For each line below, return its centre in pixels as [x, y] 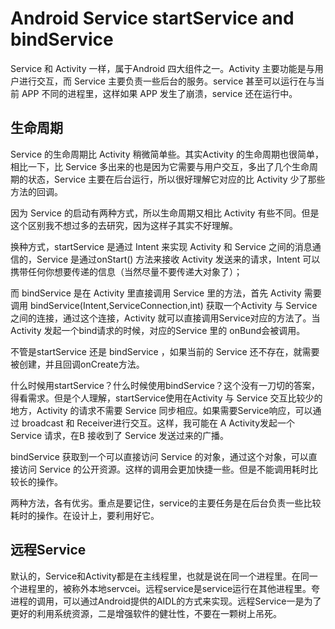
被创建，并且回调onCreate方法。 [77, 364]
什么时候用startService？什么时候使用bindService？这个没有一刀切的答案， [165, 385]
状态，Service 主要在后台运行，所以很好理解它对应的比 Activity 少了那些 [176, 179]
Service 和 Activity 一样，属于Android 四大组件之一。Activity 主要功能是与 [162, 68]
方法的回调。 [36, 191]
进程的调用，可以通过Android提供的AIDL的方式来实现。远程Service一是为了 [166, 601]
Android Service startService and [152, 18]
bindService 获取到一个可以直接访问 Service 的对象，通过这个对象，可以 [159, 456]
